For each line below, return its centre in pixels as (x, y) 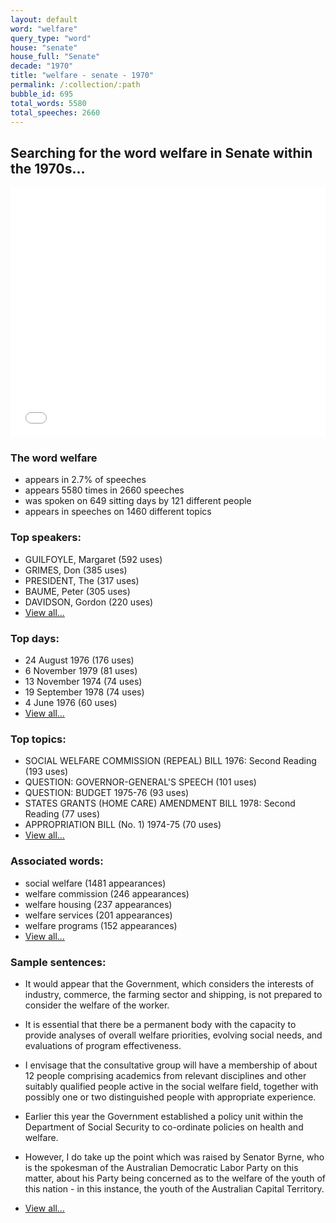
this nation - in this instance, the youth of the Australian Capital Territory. (174, 1188)
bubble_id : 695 (42, 94)
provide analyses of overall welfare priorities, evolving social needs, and (173, 1035)
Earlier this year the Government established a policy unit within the (164, 1116)
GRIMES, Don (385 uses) (76, 570)
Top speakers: (46, 538)
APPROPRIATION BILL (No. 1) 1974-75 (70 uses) (123, 825)
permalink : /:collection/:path (75, 85)
